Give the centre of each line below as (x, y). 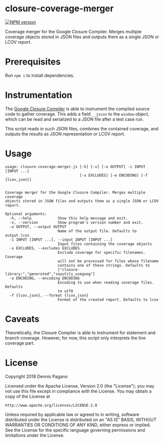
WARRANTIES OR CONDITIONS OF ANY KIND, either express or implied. (78, 425)
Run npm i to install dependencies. (40, 75)
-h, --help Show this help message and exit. (69, 218)
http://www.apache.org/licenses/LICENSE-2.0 (51, 405)
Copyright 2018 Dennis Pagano (36, 376)
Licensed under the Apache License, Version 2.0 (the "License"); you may (80, 386)
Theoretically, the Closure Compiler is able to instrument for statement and (80, 332)
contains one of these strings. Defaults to (104, 265)
